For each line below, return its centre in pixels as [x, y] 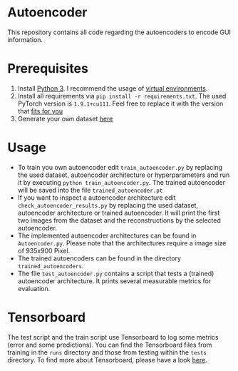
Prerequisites [48, 69]
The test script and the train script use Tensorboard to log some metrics [113, 337]
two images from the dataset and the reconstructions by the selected [119, 220]
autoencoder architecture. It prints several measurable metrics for [114, 281]
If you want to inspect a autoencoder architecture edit [97, 198]
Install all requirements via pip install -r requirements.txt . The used [122, 96]
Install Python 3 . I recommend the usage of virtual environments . [113, 88]
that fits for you [40, 111]
